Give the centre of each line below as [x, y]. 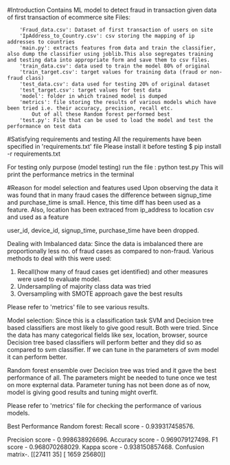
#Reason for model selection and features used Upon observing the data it [113, 188]
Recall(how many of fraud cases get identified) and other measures [112, 272]
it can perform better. [37, 357]
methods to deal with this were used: [59, 258]
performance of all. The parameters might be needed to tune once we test [112, 378]
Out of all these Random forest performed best [101, 114]
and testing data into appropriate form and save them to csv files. [109, 60]
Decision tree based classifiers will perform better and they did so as [104, 342]
